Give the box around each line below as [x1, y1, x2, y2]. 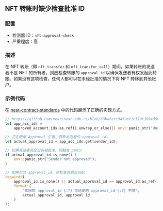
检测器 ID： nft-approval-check [12, 32, 74, 38]
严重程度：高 [12, 38, 38, 44]
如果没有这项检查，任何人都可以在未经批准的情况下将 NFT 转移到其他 [13, 76, 152, 81]
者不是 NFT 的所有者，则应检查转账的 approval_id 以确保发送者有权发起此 [5, 69, 153, 75]
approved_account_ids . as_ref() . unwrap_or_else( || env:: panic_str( [14, 126, 151, 131]
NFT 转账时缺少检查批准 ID [5, 4, 85, 13]
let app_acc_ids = [5, 121, 42, 126]
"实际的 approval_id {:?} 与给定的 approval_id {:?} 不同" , [22, 188, 140, 193]
